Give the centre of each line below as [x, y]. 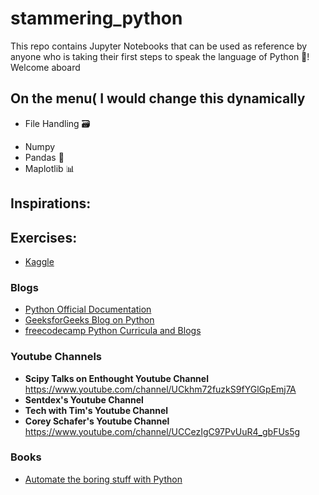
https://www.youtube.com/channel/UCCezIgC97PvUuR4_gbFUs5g [162, 431]
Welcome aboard [45, 67]
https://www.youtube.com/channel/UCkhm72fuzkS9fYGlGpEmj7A [160, 389]
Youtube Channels [56, 357]
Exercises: [44, 237]
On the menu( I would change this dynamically [158, 98]
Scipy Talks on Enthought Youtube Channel [116, 378]
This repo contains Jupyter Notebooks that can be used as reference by [159, 46]
